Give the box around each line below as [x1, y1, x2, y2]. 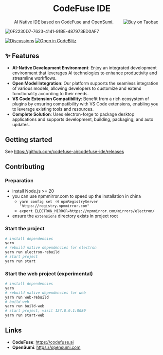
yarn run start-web [5, 313, 45, 318]
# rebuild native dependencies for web [5, 290, 86, 295]
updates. [12, 121, 30, 127]
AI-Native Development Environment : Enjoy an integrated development [12, 65, 157, 70]
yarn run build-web [5, 304, 45, 309]
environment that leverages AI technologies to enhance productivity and [12, 70, 157, 76]
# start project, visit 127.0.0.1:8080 [5, 308, 86, 313]
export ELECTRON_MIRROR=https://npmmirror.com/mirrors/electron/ [19, 209, 155, 214]
